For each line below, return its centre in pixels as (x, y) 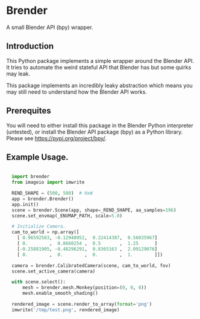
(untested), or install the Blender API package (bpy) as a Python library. (95, 132)
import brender (31, 177)
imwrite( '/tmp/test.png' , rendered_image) (66, 310)
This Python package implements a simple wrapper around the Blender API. (100, 60)
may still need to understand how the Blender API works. (77, 92)
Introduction (30, 46)
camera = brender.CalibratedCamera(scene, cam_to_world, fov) (91, 266)
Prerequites (29, 111)
